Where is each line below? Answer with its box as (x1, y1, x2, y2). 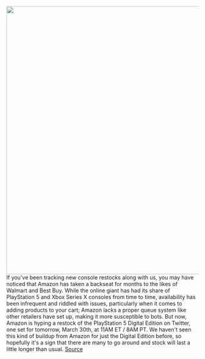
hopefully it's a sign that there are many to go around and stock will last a (6, 339, 190, 346)
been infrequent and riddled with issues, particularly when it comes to (6, 300, 182, 307)
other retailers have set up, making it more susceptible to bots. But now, (6, 313, 187, 320)
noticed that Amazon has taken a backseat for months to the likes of (6, 281, 178, 287)
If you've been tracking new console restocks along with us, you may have (6, 274, 194, 281)
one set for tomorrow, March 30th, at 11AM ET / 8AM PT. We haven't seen (6, 326, 192, 333)
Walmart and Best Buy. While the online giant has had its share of (6, 287, 170, 294)
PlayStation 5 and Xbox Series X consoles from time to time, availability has (6, 293, 196, 300)
